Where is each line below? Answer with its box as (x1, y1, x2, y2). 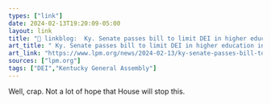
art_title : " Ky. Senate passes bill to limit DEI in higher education (8, 42, 254, 50)
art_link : (8, 49, 42, 57)
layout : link (8, 27, 52, 35)
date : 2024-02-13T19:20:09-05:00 (8, 19, 121, 27)
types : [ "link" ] (8, 11, 63, 20)
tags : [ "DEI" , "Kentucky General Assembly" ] (8, 64, 157, 73)
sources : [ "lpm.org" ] (8, 57, 81, 65)
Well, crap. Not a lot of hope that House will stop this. (8, 86, 186, 96)
